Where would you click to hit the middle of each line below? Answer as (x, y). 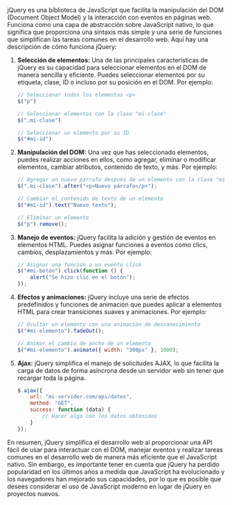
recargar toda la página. (51, 378)
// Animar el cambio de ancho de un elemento (84, 343)
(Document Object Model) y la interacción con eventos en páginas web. (110, 17)
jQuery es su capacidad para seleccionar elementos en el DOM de (112, 67)
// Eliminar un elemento (53, 217)
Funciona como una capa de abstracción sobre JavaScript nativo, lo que (110, 25)
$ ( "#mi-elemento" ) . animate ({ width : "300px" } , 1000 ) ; (98, 350)
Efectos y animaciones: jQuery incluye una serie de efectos (103, 297)
